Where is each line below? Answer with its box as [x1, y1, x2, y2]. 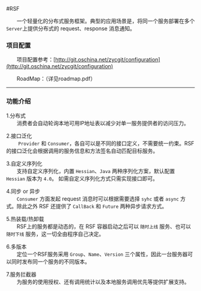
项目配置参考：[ [17, 56, 56, 63]
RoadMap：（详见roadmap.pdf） [17, 75, 96, 83]
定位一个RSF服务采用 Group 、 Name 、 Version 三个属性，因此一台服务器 [17, 250, 188, 257]
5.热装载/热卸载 [6, 215, 45, 222]
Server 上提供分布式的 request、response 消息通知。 [6, 25, 136, 32]
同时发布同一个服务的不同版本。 [11, 257, 90, 265]
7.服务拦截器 [6, 271, 37, 278]
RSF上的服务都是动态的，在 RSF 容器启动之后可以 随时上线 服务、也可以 [17, 223, 191, 230]
